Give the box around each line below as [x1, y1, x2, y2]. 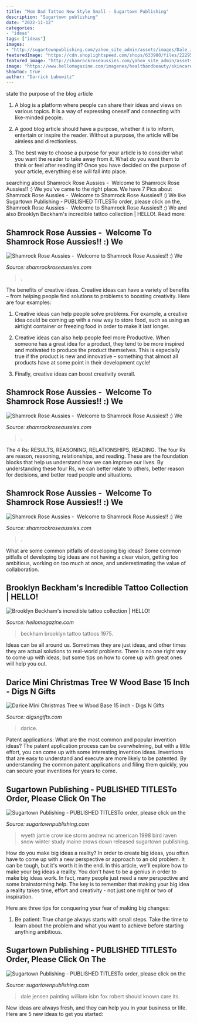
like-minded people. [14, 114, 63, 121]
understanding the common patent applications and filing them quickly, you [6, 761, 189, 768]
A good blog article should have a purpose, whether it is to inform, [14, 126, 175, 133]
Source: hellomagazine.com [6, 619, 74, 626]
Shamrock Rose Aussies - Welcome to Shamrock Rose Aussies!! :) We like [6, 192, 186, 199]
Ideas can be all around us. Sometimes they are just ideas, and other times [6, 642, 186, 649]
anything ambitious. [14, 929, 63, 935]
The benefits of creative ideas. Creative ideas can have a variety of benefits [6, 286, 189, 293]
